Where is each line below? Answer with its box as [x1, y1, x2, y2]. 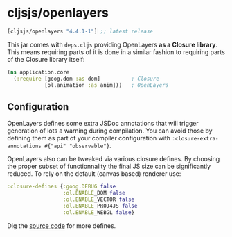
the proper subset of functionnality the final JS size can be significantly [7, 162, 211, 171]
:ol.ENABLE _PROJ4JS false [62, 202, 138, 209]
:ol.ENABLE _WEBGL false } [62, 209, 135, 216]
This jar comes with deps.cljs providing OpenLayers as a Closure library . [7, 40, 218, 49]
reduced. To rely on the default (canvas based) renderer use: [7, 170, 181, 178]
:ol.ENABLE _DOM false [62, 190, 126, 197]
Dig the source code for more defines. [7, 221, 116, 230]
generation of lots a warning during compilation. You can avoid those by [7, 126, 213, 135]
